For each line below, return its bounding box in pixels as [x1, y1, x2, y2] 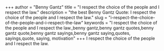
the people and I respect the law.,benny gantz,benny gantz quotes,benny [5, 25, 154, 31]
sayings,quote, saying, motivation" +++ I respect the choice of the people [5, 35, 156, 41]
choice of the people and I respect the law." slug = [5, 15, 108, 20]
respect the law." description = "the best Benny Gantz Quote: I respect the [5, 9, 157, 15]
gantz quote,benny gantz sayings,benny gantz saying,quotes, [5, 30, 131, 36]
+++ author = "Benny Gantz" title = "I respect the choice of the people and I [5, 4, 160, 10]
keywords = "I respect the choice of [84, 20, 158, 25]
